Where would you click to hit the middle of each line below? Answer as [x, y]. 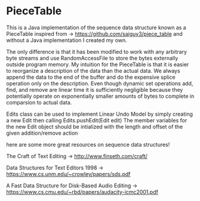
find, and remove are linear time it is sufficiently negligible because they [95, 89]
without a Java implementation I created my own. [67, 40]
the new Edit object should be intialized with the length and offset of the [95, 126]
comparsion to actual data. [39, 102]
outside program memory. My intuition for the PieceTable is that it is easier [98, 64]
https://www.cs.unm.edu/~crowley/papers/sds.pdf [68, 174]
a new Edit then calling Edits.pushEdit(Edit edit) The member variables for [97, 120]
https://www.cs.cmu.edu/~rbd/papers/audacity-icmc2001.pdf [82, 191]
